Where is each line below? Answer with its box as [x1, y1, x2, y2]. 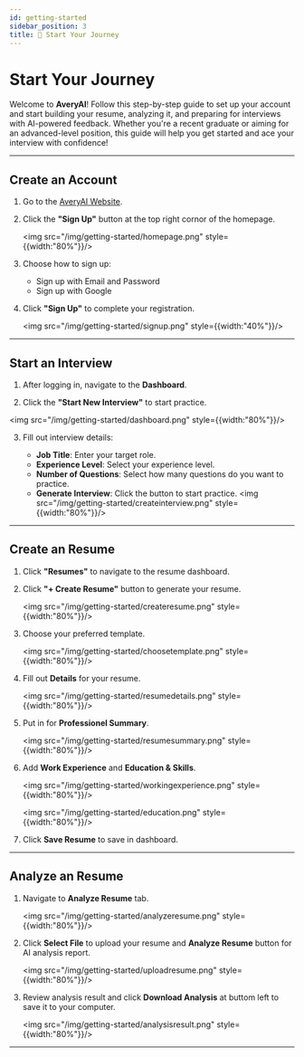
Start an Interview [9, 355, 113, 371]
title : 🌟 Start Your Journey [9, 30, 119, 39]
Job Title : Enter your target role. [35, 449, 157, 460]
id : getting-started [9, 13, 88, 23]
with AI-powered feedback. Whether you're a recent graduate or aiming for [9, 119, 290, 129]
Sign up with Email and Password [35, 276, 160, 287]
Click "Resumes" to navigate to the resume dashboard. [22, 566, 231, 576]
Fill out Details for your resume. [22, 672, 141, 683]
